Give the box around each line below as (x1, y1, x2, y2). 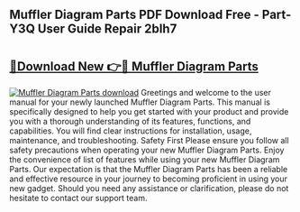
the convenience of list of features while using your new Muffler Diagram (9, 154, 280, 165)
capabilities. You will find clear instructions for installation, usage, (9, 125, 252, 136)
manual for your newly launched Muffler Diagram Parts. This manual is (9, 97, 270, 107)
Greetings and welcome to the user (141, 88, 272, 97)
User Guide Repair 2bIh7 (37, 22, 177, 37)
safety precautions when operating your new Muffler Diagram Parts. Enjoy (9, 144, 285, 155)
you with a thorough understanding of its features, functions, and (9, 116, 251, 126)
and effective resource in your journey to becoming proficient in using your (9, 173, 288, 184)
